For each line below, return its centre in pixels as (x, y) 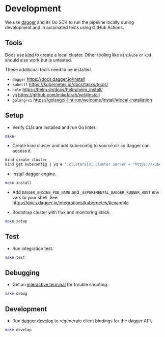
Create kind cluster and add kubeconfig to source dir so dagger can (81, 146)
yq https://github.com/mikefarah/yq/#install (56, 94)
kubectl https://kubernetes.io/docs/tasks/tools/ (60, 84)
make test (15, 257)
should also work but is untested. (39, 60)
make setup (16, 221)
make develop (18, 330)
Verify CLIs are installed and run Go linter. (54, 127)
